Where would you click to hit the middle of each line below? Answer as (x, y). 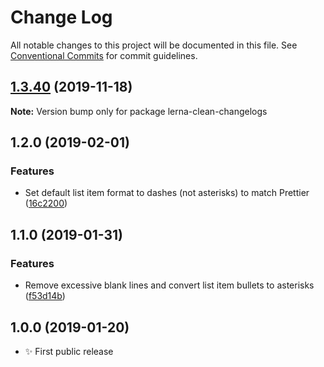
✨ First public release (69, 351)
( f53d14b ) (45, 296)
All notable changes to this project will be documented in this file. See (154, 45)
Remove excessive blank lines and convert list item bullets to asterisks (169, 285)
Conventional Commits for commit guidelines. (104, 55)
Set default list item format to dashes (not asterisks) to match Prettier (167, 193)
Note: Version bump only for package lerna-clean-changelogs (139, 111)
